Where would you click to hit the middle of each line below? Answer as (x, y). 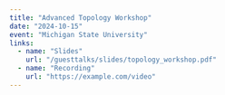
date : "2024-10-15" (46, 26)
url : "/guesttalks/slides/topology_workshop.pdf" (122, 60)
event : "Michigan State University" (78, 34)
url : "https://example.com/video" (91, 77)
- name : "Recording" (56, 69)
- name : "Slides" (50, 52)
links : (22, 43)
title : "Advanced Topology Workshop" (81, 18)
